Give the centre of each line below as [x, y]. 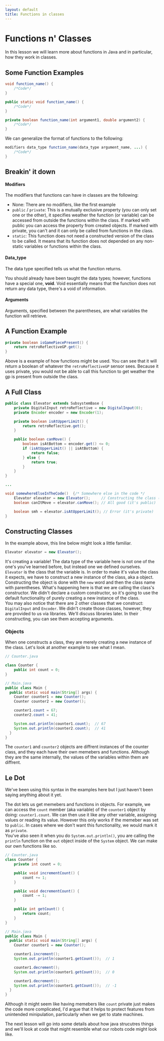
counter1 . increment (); [37, 954]
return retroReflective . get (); [54, 426]
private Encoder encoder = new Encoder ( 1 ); [59, 413]
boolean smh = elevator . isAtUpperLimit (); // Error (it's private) [84, 511]
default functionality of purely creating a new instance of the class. [72, 598]
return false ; [45, 453]
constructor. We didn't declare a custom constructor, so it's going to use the [82, 593]
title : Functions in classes [35, 14]
